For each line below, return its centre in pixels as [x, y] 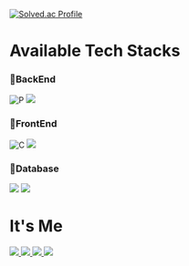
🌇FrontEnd [33, 124]
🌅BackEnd [33, 79]
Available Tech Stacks [95, 51]
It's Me [36, 226]
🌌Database [34, 169]
